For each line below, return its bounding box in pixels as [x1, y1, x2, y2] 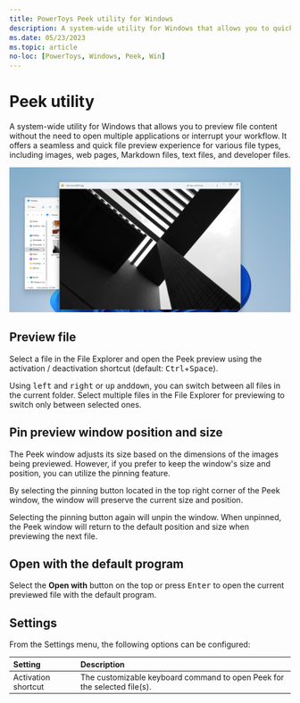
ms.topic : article [9, 43, 78, 52]
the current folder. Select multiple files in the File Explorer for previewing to [9, 389, 286, 401]
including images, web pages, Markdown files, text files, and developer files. [9, 150, 291, 161]
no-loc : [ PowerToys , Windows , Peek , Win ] [9, 52, 166, 62]
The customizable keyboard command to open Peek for [79, 672, 285, 682]
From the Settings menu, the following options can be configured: [9, 639, 251, 650]
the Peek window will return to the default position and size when [9, 521, 250, 532]
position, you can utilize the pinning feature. [9, 467, 171, 478]
